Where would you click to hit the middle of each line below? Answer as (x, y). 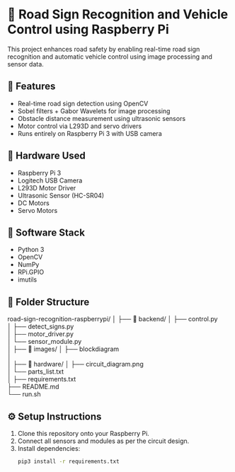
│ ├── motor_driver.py (41, 334)
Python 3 (31, 250)
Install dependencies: (49, 448)
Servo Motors (38, 210)
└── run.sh (24, 394)
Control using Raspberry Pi (88, 29)
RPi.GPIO (31, 272)
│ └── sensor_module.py (45, 342)
